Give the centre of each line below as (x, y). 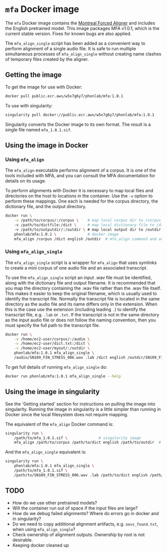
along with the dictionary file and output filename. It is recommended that (80, 282)
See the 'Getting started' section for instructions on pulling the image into (80, 404)
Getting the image (34, 75)
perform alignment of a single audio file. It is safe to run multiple (71, 48)
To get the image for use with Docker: (44, 87)
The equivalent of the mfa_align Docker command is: (59, 424)
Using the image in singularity (52, 392)
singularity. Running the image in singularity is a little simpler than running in (83, 409)
